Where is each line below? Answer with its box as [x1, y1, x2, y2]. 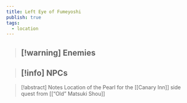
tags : [6, 20, 20, 26]
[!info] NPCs [20, 68, 68, 78]
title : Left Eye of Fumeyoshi [6, 8, 82, 15]
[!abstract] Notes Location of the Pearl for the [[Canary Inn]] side [20, 84, 181, 91]
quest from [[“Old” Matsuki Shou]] [20, 90, 106, 98]
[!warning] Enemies [20, 47, 96, 57]
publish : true [6, 14, 42, 20]
